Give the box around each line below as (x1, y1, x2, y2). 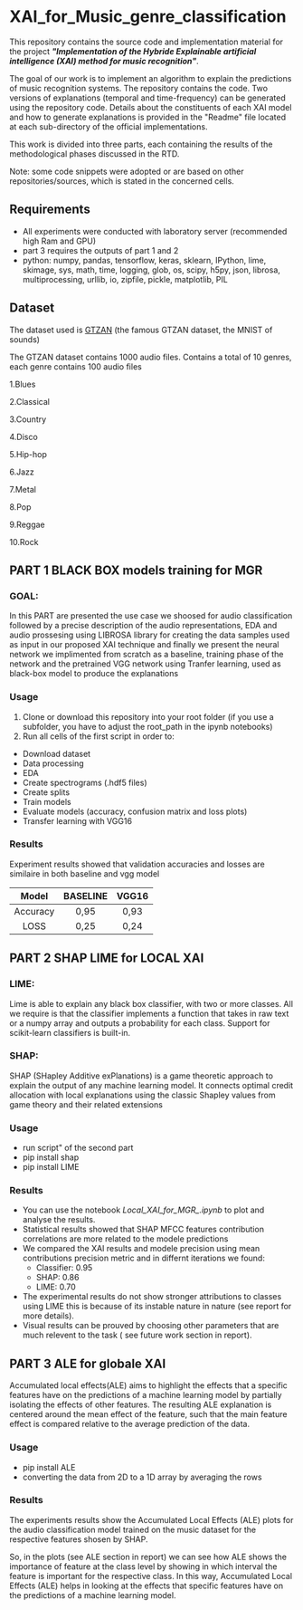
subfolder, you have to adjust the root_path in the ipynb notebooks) (22, 721, 273, 732)
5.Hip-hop (9, 448, 48, 459)
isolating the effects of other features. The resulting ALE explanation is (9, 1399, 272, 1410)
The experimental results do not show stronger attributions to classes (22, 1291, 282, 1302)
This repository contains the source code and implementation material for (9, 36, 283, 47)
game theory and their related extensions (9, 1098, 163, 1110)
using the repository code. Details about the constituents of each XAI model (9, 101, 292, 112)
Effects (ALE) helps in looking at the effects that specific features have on (9, 1580, 283, 1591)
